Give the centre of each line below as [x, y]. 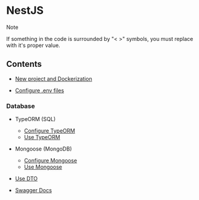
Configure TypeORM [49, 131]
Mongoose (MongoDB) [43, 149]
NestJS [25, 11]
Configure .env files [39, 90]
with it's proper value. [33, 45]
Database [21, 106]
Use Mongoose [43, 167]
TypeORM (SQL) [35, 119]
